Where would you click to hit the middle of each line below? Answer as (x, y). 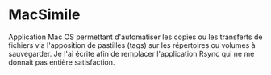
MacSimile (44, 15)
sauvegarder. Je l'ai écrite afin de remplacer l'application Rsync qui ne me (131, 53)
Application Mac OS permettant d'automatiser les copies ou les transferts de (135, 37)
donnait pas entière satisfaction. (62, 62)
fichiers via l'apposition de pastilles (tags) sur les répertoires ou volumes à (132, 45)
